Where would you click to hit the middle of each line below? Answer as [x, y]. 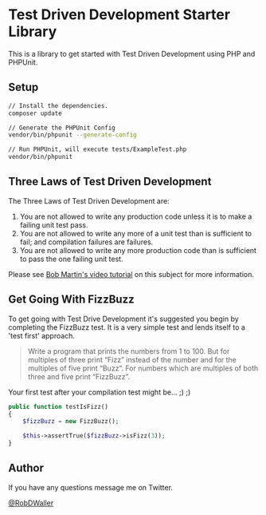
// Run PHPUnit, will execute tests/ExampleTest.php [98, 149]
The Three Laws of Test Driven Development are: [89, 200]
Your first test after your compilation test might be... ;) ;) [100, 392]
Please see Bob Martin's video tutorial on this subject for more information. [131, 274]
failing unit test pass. [54, 224]
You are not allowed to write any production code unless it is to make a [136, 216]
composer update [35, 113]
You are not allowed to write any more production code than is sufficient [138, 250]
